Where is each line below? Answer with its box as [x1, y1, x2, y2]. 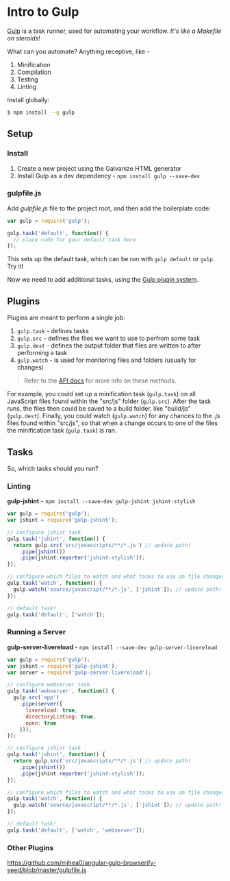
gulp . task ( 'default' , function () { [7, 230, 109, 237]
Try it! [7, 262, 24, 271]
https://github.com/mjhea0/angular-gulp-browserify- [7, 858, 157, 867]
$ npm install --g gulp [7, 109, 75, 116]
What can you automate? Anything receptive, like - [7, 47, 150, 56]
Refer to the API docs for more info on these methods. [23, 376, 177, 385]
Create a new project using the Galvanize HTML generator [16, 164, 182, 172]
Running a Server [7, 627, 66, 637]
